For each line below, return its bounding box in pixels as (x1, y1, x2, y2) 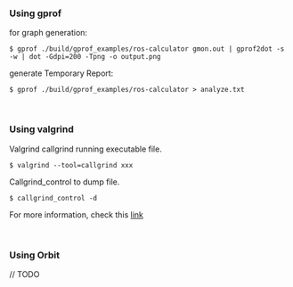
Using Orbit (9, 249, 61, 261)
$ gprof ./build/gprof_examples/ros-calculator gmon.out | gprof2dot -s (9, 45, 285, 53)
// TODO (9, 268, 40, 279)
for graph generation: (9, 28, 87, 38)
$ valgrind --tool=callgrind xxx (9, 160, 134, 169)
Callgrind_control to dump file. (9, 176, 120, 187)
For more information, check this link (9, 209, 144, 220)
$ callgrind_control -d (9, 193, 98, 202)
